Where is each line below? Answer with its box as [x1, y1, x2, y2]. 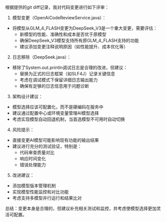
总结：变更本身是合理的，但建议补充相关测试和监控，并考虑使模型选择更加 [5, 206, 157, 211]
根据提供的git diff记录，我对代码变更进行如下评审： [5, 4, 110, 10]
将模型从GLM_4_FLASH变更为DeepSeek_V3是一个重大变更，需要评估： [12, 25, 158, 31]
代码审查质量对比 [19, 150, 55, 155]
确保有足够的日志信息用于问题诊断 [19, 83, 89, 89]
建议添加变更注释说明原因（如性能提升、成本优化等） [19, 44, 128, 49]
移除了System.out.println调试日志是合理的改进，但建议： [12, 64, 128, 70]
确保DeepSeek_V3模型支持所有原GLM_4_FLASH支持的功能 [19, 37, 139, 43]
